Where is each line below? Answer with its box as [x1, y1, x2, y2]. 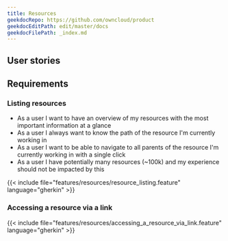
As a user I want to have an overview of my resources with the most [16, 114, 209, 122]
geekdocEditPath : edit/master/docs [7, 23, 109, 30]
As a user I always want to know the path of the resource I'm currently [16, 128, 216, 137]
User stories [7, 54, 60, 66]
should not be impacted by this [16, 165, 105, 174]
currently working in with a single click [16, 150, 126, 159]
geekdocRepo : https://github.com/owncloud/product [7, 16, 155, 23]
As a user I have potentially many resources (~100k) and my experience [16, 158, 220, 166]
